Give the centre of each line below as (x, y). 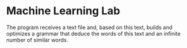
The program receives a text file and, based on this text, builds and (90, 27)
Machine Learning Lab (63, 11)
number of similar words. (37, 40)
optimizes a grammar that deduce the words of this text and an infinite (93, 33)
